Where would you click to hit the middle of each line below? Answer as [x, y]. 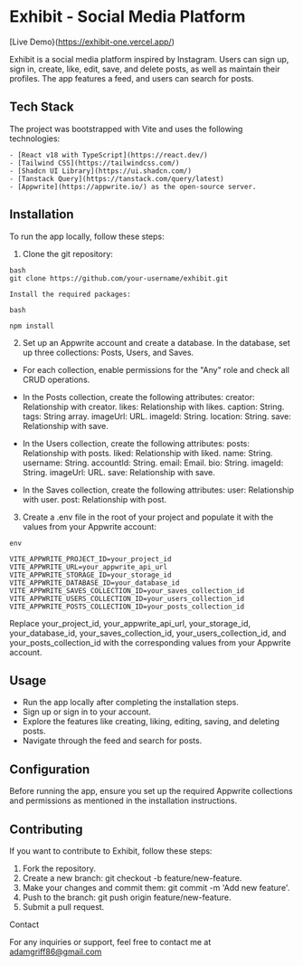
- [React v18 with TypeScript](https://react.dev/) [109, 155]
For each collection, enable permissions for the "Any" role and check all [156, 369]
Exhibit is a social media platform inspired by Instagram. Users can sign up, [149, 59]
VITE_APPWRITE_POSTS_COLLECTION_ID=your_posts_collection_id [127, 607]
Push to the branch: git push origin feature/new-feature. [127, 897]
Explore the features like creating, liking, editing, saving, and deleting [151, 722]
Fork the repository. [59, 868]
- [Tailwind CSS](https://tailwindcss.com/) [95, 163]
